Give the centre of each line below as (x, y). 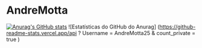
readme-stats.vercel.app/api (42, 33)
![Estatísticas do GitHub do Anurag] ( (114, 27)
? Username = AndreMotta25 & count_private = (137, 33)
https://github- (178, 27)
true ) (13, 39)
